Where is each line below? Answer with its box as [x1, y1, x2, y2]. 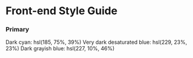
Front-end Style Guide [5, 4, 117, 18]
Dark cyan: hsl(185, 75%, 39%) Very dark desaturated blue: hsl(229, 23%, [5, 38, 187, 46]
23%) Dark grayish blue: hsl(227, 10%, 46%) [5, 45, 115, 52]
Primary [5, 25, 29, 34]
